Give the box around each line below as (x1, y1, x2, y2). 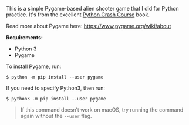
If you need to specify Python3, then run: (6, 85, 106, 92)
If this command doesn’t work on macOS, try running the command (20, 106, 184, 113)
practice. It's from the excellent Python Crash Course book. (6, 11, 150, 18)
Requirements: (6, 34, 43, 40)
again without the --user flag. (20, 113, 92, 119)
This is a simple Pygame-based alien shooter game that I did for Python (6, 5, 179, 12)
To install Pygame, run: (6, 63, 62, 70)
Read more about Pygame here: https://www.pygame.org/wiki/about (6, 23, 171, 29)
